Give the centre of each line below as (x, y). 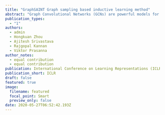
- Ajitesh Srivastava (32, 42)
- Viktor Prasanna (28, 50)
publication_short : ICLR (30, 73)
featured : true (21, 82)
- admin (17, 32)
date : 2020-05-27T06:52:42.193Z (38, 105)
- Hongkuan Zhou (26, 37)
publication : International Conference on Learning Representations (77, 69)
